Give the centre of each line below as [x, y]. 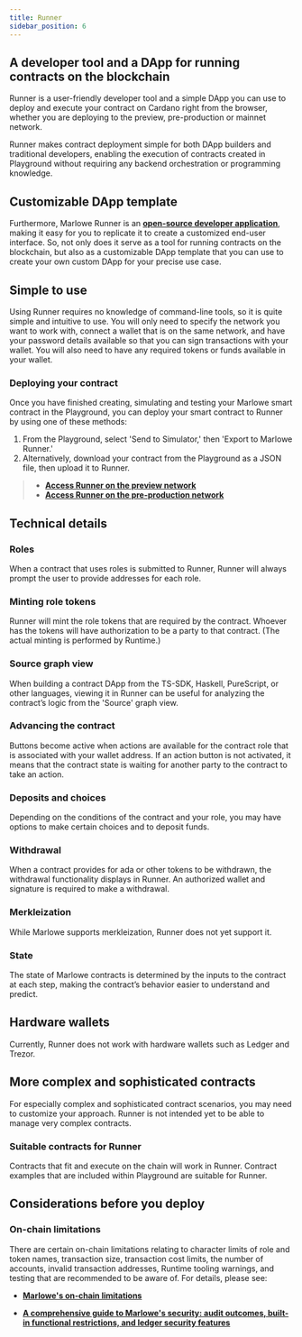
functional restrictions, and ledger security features [131, 1323]
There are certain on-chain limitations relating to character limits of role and [150, 1249]
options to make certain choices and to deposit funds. [110, 827]
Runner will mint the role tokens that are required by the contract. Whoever [148, 621]
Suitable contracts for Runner [75, 1146]
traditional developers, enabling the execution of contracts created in [137, 154]
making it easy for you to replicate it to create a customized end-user [137, 233]
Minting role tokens [53, 601]
